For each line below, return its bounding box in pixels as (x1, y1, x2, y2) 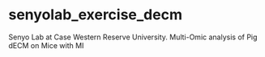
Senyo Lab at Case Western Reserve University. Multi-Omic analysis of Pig (8, 32, 258, 42)
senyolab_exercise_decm (8, 6, 182, 24)
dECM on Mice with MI (8, 40, 84, 50)
